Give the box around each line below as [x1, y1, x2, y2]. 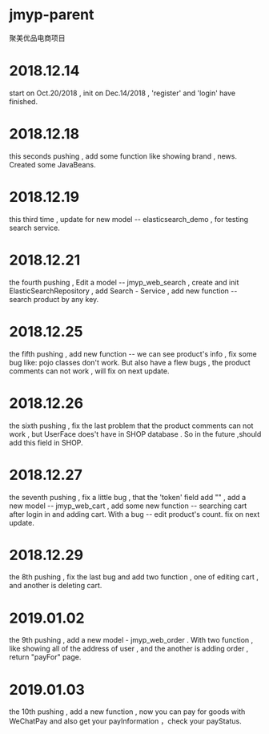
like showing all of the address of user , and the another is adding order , [9, 643, 249, 654]
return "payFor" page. [9, 652, 82, 662]
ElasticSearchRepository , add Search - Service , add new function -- [9, 286, 238, 296]
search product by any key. [9, 294, 99, 304]
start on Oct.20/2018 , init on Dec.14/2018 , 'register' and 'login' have [9, 88, 236, 98]
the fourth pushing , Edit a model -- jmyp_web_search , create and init [9, 277, 239, 287]
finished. [9, 96, 38, 106]
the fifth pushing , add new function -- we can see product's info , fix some [9, 349, 257, 358]
